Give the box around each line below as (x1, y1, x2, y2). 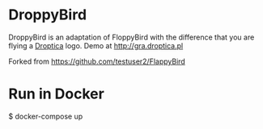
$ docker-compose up (8, 111, 83, 121)
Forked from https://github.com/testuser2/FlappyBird (8, 56, 186, 66)
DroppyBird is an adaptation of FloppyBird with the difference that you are (8, 32, 255, 42)
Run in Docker (8, 85, 105, 103)
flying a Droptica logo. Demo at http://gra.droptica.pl (8, 40, 184, 50)
